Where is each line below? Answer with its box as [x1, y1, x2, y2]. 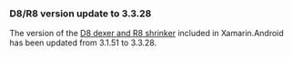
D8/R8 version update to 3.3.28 [9, 7, 152, 20]
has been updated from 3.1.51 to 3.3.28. [9, 37, 157, 48]
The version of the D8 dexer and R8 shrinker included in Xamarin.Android [9, 28, 284, 39]
